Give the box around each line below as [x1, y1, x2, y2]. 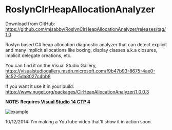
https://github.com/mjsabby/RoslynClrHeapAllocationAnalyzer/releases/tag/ [5, 26, 166, 32]
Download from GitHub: [5, 21, 55, 27]
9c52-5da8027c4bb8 [5, 73, 51, 79]
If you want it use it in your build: [5, 83, 74, 89]
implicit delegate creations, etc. [5, 52, 72, 59]
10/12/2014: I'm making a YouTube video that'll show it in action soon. [5, 118, 152, 124]
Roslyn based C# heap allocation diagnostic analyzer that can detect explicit [5, 41, 167, 47]
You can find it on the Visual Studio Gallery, [5, 62, 97, 68]
